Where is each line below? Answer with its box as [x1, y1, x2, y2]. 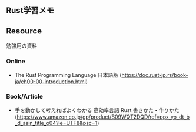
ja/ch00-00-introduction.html [14, 78, 87, 85]
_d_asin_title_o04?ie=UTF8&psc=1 [14, 119, 98, 126]
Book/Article [6, 93, 43, 101]
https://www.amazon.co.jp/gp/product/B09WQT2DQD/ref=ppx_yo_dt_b [16, 113, 190, 120]
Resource [6, 26, 42, 36]
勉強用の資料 [6, 42, 37, 49]
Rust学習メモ [6, 5, 55, 16]
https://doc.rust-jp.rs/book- [121, 71, 188, 78]
